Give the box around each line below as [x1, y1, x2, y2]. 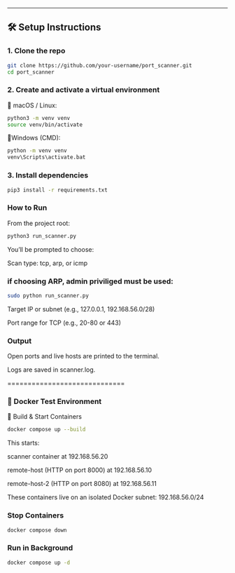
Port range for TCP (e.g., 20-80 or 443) [7, 318, 121, 327]
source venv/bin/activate [7, 121, 83, 128]
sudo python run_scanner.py [7, 292, 90, 299]
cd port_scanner [7, 68, 55, 76]
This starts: [7, 439, 40, 447]
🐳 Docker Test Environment [7, 396, 102, 406]
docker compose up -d [7, 559, 71, 566]
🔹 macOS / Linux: [7, 101, 57, 109]
